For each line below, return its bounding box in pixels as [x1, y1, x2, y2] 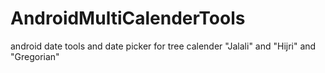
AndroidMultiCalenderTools [10, 7, 246, 30]
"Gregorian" [10, 50, 60, 62]
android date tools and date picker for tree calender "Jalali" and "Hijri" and [10, 40, 317, 52]
